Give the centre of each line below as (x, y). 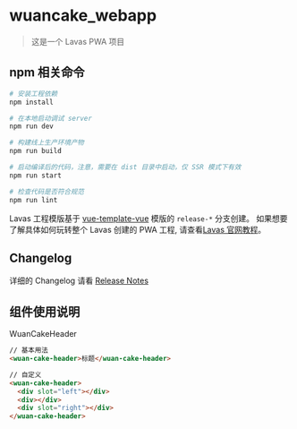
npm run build (36, 151)
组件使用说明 (45, 311)
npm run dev (31, 126)
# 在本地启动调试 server (51, 118)
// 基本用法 (29, 350)
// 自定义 (25, 374)
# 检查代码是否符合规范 (47, 192)
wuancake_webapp (83, 16)
